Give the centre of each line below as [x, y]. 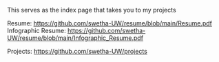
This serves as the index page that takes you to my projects [92, 10]
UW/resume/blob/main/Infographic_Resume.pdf [75, 38]
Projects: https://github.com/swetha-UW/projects [77, 51]
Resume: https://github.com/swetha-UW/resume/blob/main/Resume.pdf [109, 23]
